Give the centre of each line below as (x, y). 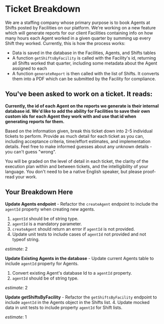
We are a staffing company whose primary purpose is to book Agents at (78, 22)
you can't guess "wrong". (31, 151)
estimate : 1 (16, 317)
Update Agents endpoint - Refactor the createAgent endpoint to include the (82, 204)
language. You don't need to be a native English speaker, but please (73, 172)
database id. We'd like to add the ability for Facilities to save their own (78, 111)
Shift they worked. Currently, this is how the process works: (65, 43)
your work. (26, 176)
